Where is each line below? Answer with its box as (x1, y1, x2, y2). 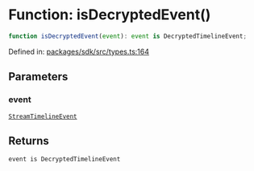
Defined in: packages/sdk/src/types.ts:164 (8, 47, 150, 56)
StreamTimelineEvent (8, 112, 78, 120)
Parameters (8, 70, 69, 83)
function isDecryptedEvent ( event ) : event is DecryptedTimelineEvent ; (8, 32, 248, 40)
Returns (8, 134, 50, 148)
